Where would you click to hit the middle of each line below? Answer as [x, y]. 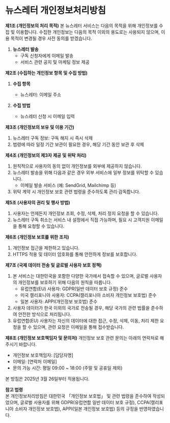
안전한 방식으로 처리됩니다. [45, 314]
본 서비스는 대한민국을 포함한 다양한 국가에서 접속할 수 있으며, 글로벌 [80, 276]
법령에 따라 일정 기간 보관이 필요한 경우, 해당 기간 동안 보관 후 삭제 [78, 144]
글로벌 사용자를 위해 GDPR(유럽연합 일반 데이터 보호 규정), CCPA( [86, 402]
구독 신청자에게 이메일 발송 [47, 55]
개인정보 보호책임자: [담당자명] [43, 355]
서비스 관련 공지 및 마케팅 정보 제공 [55, 62]
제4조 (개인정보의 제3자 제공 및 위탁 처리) [46, 155]
